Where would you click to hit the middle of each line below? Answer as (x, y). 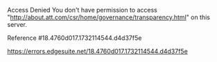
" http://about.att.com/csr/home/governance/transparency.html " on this (108, 17)
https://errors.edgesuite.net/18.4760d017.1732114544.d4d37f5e (98, 51)
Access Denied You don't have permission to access (82, 10)
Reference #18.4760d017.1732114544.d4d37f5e (75, 38)
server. (17, 24)
